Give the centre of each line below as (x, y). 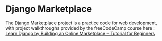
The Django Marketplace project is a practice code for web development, (81, 23)
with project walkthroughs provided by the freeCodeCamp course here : (80, 28)
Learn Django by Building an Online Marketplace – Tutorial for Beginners (80, 33)
